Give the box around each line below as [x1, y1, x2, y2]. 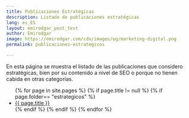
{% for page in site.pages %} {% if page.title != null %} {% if [14, 87, 163, 94]
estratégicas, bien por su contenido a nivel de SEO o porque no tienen [6, 69, 178, 76]
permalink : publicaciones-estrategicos [6, 42, 105, 48]
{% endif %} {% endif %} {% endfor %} [14, 106, 112, 113]
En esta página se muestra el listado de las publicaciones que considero [6, 63, 183, 70]
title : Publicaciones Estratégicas [6, 8, 94, 15]
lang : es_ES [6, 19, 36, 25]
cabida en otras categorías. [6, 75, 73, 83]
